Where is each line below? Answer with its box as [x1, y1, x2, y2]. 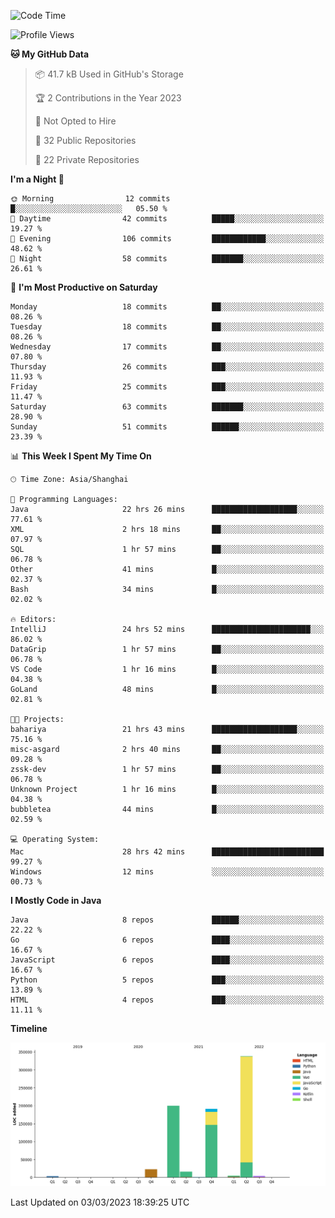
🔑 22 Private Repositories [34, 154, 140, 165]
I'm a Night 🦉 [10, 173, 65, 185]
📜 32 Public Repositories [34, 135, 137, 146]
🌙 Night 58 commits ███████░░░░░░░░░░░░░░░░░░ [10, 254, 325, 264]
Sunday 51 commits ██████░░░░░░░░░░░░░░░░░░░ [10, 422, 325, 432]
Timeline [10, 1023, 48, 1034]
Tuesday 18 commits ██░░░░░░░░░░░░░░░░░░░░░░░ [10, 322, 325, 332]
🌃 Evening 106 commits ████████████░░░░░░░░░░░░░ [10, 234, 325, 244]
